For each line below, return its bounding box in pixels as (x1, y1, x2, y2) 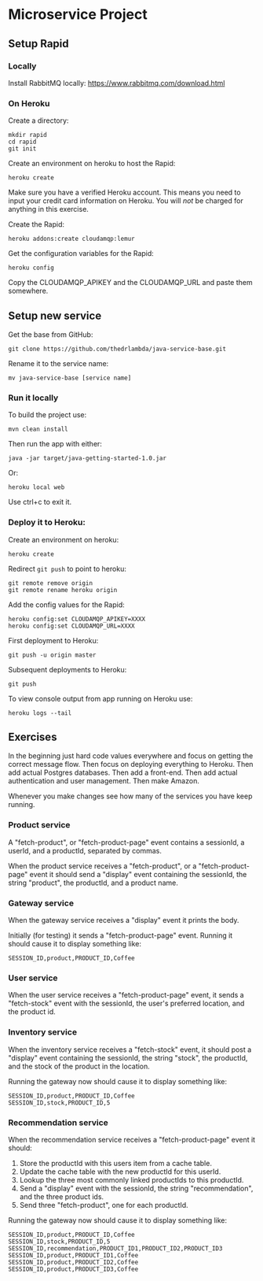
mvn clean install (8, 425, 68, 434)
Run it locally (8, 392, 59, 403)
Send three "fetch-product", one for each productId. (19, 1200, 188, 1209)
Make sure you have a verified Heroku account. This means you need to (8, 187, 241, 198)
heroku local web (8, 483, 65, 491)
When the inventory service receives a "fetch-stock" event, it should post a (8, 1045, 252, 1054)
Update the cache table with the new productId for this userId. (19, 1167, 221, 1176)
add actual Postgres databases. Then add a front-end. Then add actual (8, 768, 238, 777)
